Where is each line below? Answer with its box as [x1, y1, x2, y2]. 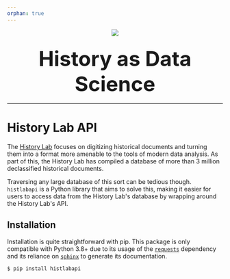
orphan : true [7, 10, 44, 17]
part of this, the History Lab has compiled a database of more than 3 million [7, 157, 220, 165]
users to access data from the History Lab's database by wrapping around [7, 192, 217, 200]
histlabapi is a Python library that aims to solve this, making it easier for [7, 185, 212, 193]
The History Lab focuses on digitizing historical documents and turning [7, 142, 207, 150]
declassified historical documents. [7, 164, 104, 172]
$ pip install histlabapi [7, 265, 81, 272]
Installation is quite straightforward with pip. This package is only [7, 237, 190, 245]
